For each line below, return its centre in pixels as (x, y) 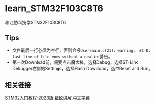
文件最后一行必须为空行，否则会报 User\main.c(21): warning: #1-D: (81, 50)
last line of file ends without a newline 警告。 (62, 56)
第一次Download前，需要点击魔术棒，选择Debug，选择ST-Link (75, 62)
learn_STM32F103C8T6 (54, 8)
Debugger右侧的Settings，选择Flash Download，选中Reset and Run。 (82, 68)
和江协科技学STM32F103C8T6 (36, 22)
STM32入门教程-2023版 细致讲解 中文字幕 (48, 98)
